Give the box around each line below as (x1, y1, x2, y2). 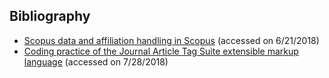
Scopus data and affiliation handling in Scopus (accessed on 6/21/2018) (23, 34, 320, 46)
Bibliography (9, 8, 91, 25)
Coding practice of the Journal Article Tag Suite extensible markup (23, 45, 299, 57)
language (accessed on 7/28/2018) (23, 55, 169, 68)
